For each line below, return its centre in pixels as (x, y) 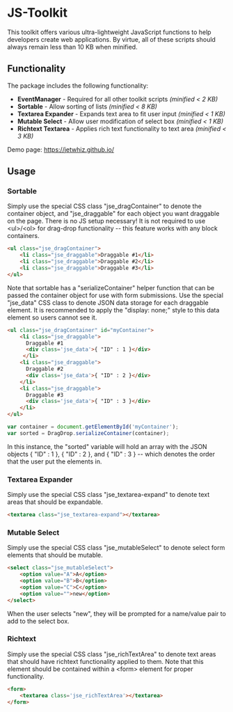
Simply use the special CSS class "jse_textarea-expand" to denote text (109, 495)
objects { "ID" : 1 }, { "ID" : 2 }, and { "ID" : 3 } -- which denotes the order (111, 454)
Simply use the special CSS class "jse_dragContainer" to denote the (104, 206)
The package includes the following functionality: (78, 86)
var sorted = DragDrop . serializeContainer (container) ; (88, 433)
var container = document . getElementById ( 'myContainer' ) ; (93, 427)
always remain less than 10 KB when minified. (72, 47)
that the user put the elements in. (55, 461)
